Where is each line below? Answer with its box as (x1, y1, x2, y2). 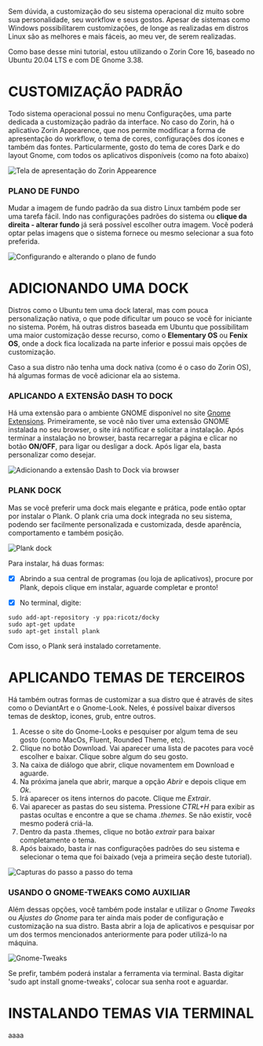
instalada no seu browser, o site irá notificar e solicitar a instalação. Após (8, 425, 244, 435)
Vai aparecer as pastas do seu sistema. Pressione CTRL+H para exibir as (19, 801, 255, 811)
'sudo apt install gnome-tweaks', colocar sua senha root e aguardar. (8, 977, 229, 986)
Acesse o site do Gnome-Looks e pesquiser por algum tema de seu (19, 727, 238, 736)
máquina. (8, 938, 38, 948)
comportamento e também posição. (8, 528, 124, 537)
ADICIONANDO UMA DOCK (8, 279, 189, 297)
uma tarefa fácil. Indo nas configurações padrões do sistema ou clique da (8, 212, 247, 221)
